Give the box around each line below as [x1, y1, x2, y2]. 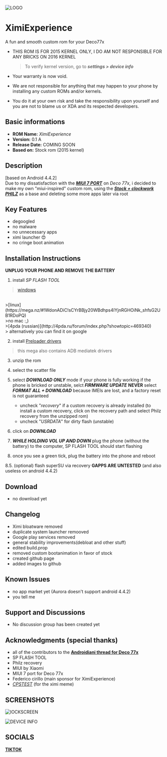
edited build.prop [12, 544, 48, 550]
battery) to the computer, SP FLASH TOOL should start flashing [12, 443, 143, 449]
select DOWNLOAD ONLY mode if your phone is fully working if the [12, 377, 151, 383]
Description [5, 162, 42, 170]
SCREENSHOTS [5, 695, 55, 704]
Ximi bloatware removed [12, 523, 63, 529]
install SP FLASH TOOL [12, 277, 60, 283]
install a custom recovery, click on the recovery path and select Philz [19, 408, 161, 414]
